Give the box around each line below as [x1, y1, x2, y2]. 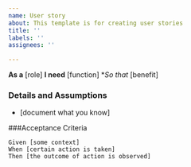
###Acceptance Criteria [8, 123, 88, 133]
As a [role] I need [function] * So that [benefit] [8, 70, 159, 80]
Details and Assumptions [8, 90, 107, 101]
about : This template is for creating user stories [8, 19, 183, 27]
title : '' [8, 26, 41, 34]
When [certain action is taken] [8, 146, 115, 153]
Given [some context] [8, 138, 80, 147]
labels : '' [8, 33, 45, 42]
